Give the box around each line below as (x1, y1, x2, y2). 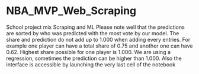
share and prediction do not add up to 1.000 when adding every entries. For (6, 36, 191, 43)
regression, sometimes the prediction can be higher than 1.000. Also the (6, 55, 182, 62)
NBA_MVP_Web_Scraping (6, 4, 137, 18)
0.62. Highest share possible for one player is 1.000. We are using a (6, 48, 171, 55)
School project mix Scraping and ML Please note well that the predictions (6, 23, 185, 31)
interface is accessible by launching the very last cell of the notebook (6, 60, 176, 68)
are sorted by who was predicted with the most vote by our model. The (6, 29, 179, 36)
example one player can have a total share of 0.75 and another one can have (6, 42, 193, 49)
